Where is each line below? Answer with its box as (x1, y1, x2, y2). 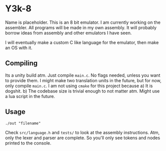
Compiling (5, 59, 38, 67)
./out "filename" (5, 121, 41, 126)
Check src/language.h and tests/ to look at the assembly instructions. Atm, (5, 129, 160, 135)
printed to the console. (5, 140, 52, 146)
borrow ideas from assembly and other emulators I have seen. (5, 30, 132, 36)
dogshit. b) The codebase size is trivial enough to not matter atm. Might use (5, 88, 160, 94)
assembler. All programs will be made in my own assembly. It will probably (5, 24, 157, 30)
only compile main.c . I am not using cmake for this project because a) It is (5, 83, 153, 89)
